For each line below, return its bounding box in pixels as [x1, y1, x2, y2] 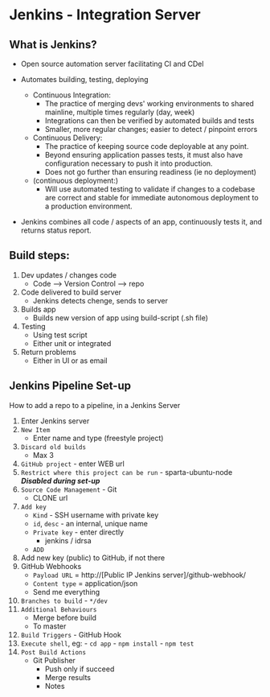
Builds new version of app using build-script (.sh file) [32, 312, 208, 323]
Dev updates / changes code [20, 270, 117, 279]
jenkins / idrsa [44, 535, 92, 545]
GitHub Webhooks [20, 561, 82, 571]
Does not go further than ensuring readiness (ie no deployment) [44, 167, 256, 176]
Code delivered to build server [20, 287, 122, 297]
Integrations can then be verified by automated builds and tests [44, 116, 255, 126]
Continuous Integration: [32, 90, 112, 100]
